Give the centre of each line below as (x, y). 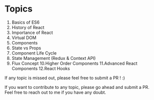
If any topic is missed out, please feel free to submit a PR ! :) (65, 78)
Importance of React (32, 32)
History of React (28, 27)
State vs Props (26, 48)
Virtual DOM (24, 38)
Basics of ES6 (26, 22)
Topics (19, 9)
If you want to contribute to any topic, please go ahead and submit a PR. (77, 87)
